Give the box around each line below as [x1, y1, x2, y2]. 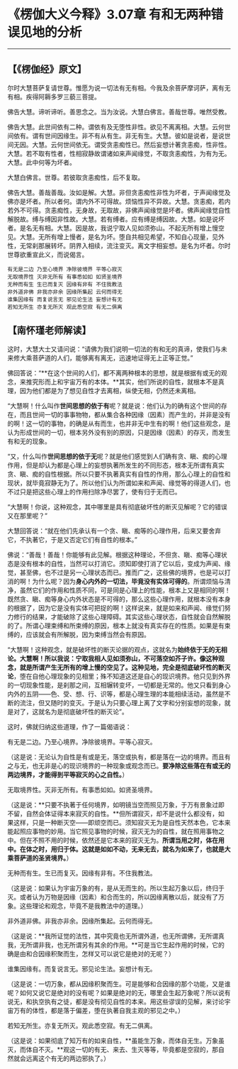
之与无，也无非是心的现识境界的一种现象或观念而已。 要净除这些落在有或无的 [7, 761, 231, 770]
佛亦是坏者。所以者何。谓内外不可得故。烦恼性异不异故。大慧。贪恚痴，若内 [7, 196, 231, 206]
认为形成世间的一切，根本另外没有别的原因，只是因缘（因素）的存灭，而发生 [7, 428, 231, 436]
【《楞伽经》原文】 [7, 63, 87, 75]
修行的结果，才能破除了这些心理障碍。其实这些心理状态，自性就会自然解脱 [13, 612, 231, 621]
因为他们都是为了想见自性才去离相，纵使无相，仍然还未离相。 [19, 386, 200, 394]
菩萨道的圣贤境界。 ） [13, 853, 73, 862]
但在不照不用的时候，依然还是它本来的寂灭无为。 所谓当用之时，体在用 [19, 836, 225, 844]
